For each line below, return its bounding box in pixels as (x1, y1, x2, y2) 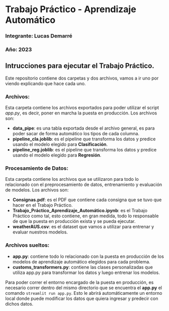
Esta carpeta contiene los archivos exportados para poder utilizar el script (5, 105, 159, 111)
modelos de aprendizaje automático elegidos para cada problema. (12, 258, 150, 264)
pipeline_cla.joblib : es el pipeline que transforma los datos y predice (12, 136, 156, 142)
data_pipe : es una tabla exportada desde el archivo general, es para (12, 125, 155, 131)
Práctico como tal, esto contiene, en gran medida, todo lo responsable (12, 213, 159, 219)
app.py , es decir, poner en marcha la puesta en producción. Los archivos (5, 110, 157, 116)
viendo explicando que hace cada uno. (5, 80, 86, 87)
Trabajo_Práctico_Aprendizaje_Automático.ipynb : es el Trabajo (12, 208, 148, 214)
